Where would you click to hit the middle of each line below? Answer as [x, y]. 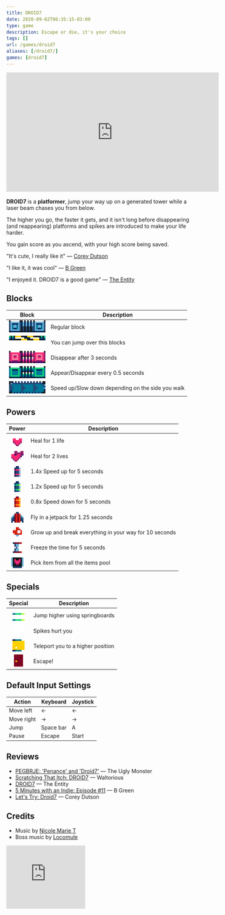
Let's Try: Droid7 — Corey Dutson [57, 797]
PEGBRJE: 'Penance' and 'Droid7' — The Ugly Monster [84, 771]
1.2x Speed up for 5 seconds [67, 487]
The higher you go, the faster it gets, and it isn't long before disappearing [98, 220]
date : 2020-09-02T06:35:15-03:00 [49, 19]
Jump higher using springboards [74, 615]
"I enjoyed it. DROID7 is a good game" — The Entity [71, 280]
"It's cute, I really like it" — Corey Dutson [57, 256]
